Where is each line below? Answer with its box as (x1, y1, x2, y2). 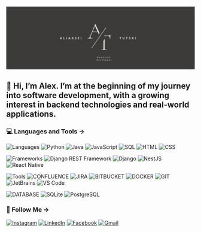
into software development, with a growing (6, 90, 169, 100)
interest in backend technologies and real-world (6, 100, 190, 110)
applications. (6, 109, 56, 120)
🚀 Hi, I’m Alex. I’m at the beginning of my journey (6, 81, 191, 91)
